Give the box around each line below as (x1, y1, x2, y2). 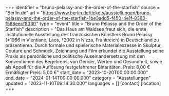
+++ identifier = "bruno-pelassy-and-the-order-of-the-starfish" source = (5, 5, 160, 10)
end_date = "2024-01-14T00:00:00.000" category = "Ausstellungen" (5, 75, 151, 81)
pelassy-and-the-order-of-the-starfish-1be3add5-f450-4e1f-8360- (5, 15, 148, 21)
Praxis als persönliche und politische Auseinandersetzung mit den (5, 53, 145, 59)
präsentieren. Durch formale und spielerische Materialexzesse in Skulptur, (5, 42, 162, 48)
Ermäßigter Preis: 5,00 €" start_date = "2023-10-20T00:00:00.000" (5, 69, 148, 76)
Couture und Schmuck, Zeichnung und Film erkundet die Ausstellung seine (5, 48, 164, 54)
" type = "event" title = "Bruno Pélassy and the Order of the (36, 20, 162, 27)
